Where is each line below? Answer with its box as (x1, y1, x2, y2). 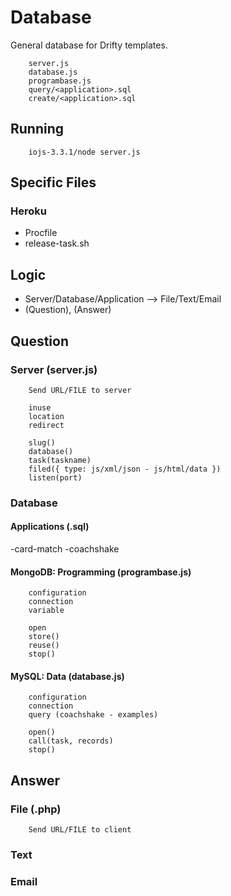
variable (28, 606, 65, 616)
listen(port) (28, 472, 83, 483)
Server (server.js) (10, 362, 98, 376)
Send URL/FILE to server (28, 385, 132, 395)
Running (10, 121, 65, 138)
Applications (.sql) (10, 521, 90, 533)
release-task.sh (24, 237, 90, 250)
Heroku (10, 204, 47, 218)
